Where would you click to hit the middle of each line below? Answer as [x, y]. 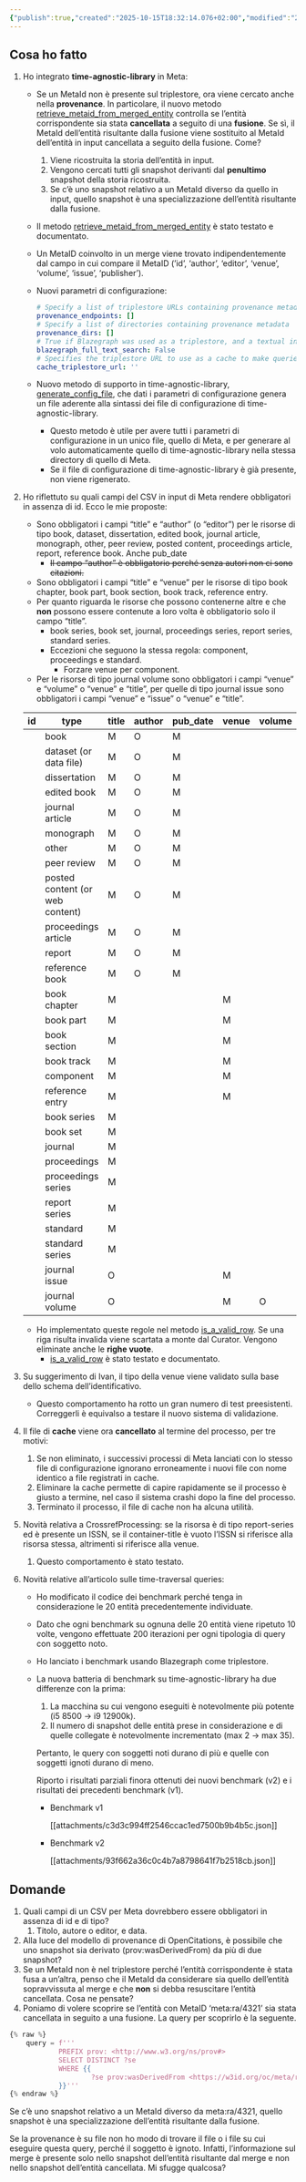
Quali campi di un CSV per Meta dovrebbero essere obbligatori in [145, 1911]
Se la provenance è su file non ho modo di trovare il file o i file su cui [138, 2139]
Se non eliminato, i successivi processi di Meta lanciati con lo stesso [164, 1458]
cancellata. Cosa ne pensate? [78, 1999]
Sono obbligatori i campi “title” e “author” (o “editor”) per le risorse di [166, 524]
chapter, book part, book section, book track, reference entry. [152, 592]
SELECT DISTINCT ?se [97, 2060]
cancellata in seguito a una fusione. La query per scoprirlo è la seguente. [159, 2018]
